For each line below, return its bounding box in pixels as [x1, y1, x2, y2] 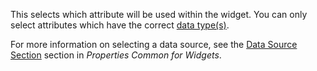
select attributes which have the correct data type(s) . [10, 19, 230, 31]
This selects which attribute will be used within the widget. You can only [10, 9, 308, 20]
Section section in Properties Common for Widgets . [10, 49, 222, 61]
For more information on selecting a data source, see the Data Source [10, 39, 298, 50]
